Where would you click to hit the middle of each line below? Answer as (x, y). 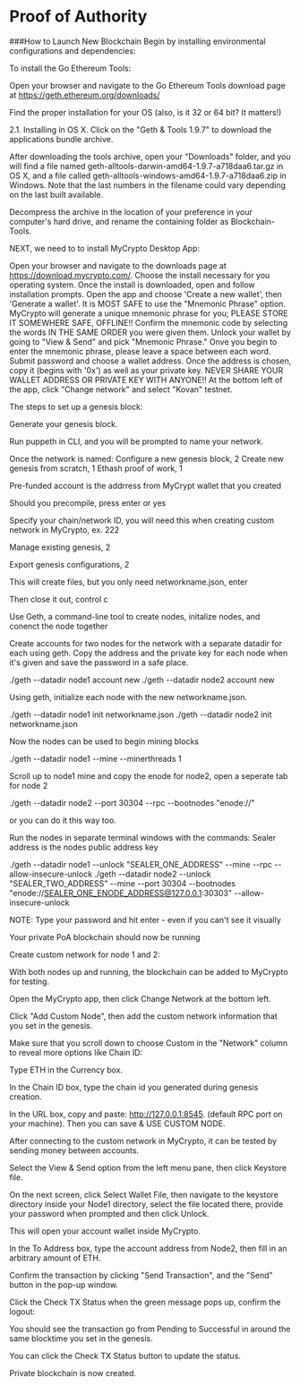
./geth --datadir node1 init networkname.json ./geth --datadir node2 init (141, 714)
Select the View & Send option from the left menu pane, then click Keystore (148, 1168)
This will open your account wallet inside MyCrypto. (105, 1231)
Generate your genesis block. (64, 423)
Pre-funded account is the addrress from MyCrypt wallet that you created (146, 485)
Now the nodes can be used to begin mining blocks (104, 741)
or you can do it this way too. (63, 820)
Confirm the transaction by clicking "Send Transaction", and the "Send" (141, 1275)
